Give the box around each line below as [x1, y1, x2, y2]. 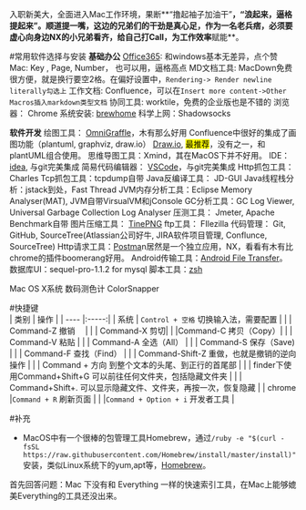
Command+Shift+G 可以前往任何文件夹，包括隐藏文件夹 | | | [16, 371, 243, 382]
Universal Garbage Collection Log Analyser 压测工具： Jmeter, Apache [9, 207, 275, 218]
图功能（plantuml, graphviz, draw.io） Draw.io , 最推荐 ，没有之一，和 [9, 138, 266, 149]
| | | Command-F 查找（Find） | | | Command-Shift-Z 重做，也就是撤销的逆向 [9, 348, 297, 359]
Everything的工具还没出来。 [16, 491, 122, 501]
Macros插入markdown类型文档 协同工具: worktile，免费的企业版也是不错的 [9, 97, 271, 107]
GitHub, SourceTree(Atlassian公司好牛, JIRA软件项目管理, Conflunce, [9, 229, 268, 240]
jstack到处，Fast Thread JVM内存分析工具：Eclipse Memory [25, 184, 253, 195]
